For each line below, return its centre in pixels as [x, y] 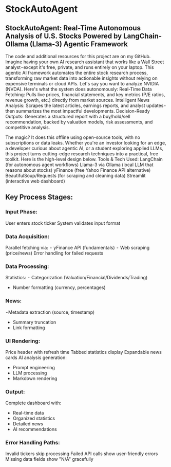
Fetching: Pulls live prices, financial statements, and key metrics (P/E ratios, [85, 95]
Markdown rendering [35, 378]
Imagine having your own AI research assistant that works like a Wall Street [85, 62]
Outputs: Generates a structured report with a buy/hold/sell [68, 116]
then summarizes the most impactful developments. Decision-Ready [78, 111]
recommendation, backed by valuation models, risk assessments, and [79, 122]
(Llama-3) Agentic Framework [79, 44]
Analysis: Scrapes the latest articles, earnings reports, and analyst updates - [86, 105]
